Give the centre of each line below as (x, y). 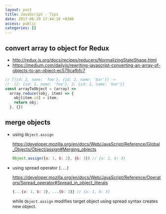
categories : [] (21, 28)
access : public (21, 23)
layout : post (19, 10)
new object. (24, 206)
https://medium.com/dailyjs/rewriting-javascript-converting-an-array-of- (86, 65)
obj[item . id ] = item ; (36, 98)
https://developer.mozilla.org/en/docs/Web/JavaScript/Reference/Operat (86, 177)
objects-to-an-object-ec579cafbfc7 (49, 70)
